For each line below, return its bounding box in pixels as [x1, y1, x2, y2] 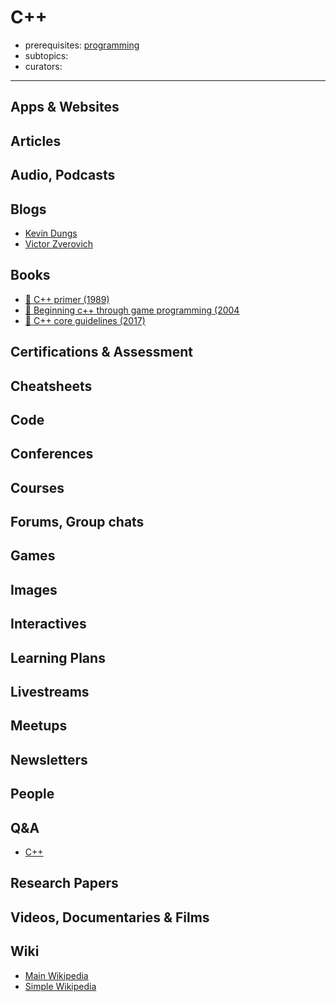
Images [10, 581, 58, 598]
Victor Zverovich [24, 237, 94, 250]
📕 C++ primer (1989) [24, 293, 110, 305]
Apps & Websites [10, 99, 120, 116]
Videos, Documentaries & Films [10, 909, 210, 926]
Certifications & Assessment [10, 344, 193, 361]
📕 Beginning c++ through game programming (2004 [24, 304, 240, 316]
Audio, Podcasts [10, 167, 116, 184]
